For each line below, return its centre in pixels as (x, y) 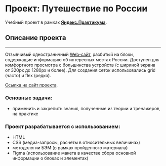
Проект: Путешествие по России (76, 9)
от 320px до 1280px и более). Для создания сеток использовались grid (80, 70)
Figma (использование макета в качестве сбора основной (74, 153)
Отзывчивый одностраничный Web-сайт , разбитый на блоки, (70, 54)
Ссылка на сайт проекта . (32, 85)
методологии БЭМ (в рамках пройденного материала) (70, 148)
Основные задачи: (29, 98)
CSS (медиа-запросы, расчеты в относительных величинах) (76, 143)
